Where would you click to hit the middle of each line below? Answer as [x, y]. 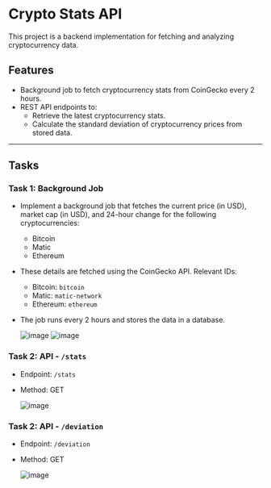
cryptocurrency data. [44, 44]
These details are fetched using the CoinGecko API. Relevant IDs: [129, 272]
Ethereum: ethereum [65, 304]
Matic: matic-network [67, 296]
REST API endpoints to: [58, 106]
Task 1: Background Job [56, 189]
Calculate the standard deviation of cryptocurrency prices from [137, 124]
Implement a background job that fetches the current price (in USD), [133, 206]
